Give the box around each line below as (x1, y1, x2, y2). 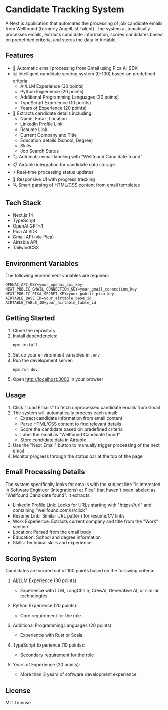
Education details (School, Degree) (20, 137, 93, 143)
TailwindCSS (12, 244, 39, 250)
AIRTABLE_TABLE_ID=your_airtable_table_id (5, 300, 96, 305)
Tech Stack (5, 199, 41, 207)
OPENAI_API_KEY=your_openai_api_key (5, 282, 82, 287)
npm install (12, 343, 38, 348)
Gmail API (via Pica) (12, 234, 54, 240)
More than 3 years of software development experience (20, 671, 137, 677)
